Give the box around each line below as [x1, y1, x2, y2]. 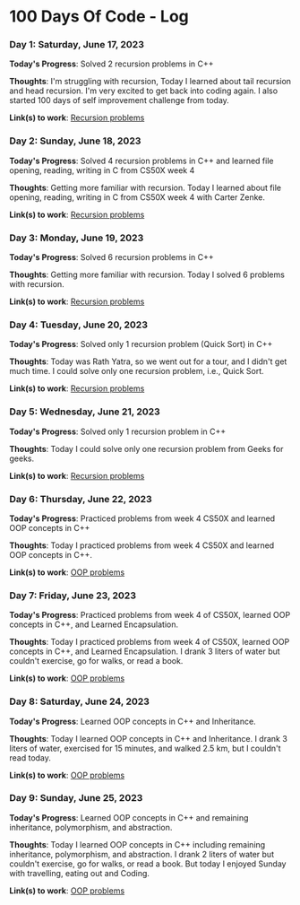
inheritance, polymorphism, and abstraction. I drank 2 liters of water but [9, 848, 275, 859]
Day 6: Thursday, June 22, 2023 [9, 492, 152, 505]
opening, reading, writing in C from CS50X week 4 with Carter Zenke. [9, 191, 266, 203]
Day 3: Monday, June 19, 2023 [9, 231, 144, 244]
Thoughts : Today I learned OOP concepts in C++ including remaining [9, 839, 266, 849]
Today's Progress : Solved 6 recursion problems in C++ [9, 252, 214, 263]
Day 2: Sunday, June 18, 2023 [9, 135, 141, 147]
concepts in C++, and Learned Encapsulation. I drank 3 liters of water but [9, 646, 280, 657]
